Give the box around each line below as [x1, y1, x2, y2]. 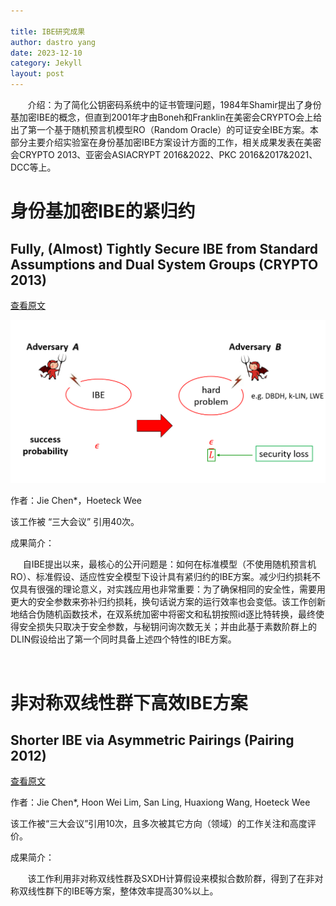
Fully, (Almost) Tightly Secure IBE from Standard [10, 240, 319, 257]
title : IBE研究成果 [10, 26, 86, 37]
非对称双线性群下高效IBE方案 [10, 691, 248, 714]
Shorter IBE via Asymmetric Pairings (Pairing [10, 731, 295, 749]
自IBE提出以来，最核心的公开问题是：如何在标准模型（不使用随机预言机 [22, 558, 317, 570]
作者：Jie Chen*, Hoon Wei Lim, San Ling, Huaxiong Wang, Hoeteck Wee [10, 796, 311, 809]
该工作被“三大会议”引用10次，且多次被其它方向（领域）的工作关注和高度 [10, 818, 308, 830]
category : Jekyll [10, 58, 83, 69]
